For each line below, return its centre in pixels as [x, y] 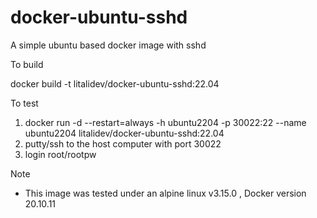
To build [27, 64]
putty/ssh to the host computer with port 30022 [123, 143]
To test [24, 103]
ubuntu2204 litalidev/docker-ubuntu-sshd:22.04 [124, 133]
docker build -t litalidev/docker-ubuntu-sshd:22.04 [115, 83]
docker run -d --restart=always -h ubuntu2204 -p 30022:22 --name [165, 122]
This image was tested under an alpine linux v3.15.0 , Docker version [165, 193]
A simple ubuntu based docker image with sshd [108, 45]
